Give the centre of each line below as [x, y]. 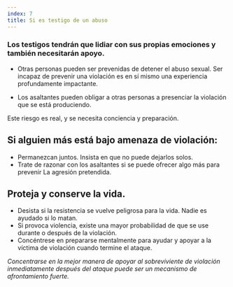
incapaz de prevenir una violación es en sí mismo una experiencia [112, 76]
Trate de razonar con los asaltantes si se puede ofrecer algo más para [119, 164]
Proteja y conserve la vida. [66, 194]
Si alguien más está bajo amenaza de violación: [113, 140]
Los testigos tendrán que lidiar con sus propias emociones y [112, 45]
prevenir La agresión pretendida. [64, 171]
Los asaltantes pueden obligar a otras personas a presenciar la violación [122, 97]
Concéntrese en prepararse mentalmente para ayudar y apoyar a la [114, 240]
